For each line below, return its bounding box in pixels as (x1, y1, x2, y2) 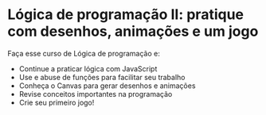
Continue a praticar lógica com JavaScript (18, 63, 158, 73)
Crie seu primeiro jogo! (18, 98, 95, 107)
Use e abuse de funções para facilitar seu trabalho (18, 72, 186, 82)
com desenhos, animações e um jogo (7, 22, 259, 40)
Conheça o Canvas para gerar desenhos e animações (18, 81, 196, 90)
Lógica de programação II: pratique (7, 6, 244, 24)
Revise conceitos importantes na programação (18, 89, 173, 98)
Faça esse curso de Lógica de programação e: (7, 48, 160, 58)
